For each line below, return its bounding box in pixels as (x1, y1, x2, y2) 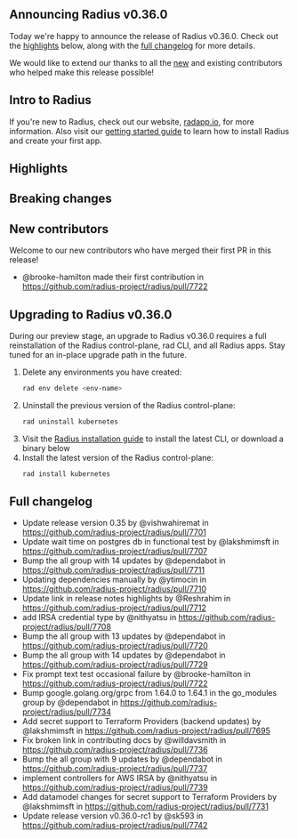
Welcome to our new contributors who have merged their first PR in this (9, 245, 271, 256)
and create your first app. (9, 135, 102, 146)
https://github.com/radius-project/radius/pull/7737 (21, 763, 208, 774)
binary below (21, 442, 70, 453)
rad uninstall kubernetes (21, 417, 118, 426)
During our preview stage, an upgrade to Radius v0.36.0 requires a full (9, 331, 267, 342)
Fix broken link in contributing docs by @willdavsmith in (21, 735, 227, 746)
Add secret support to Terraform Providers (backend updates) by (21, 716, 262, 727)
